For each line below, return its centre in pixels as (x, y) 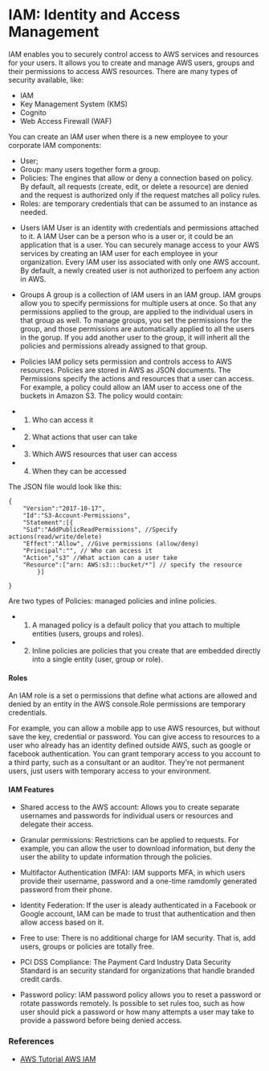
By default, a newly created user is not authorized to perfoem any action (139, 270)
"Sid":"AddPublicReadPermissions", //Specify (100, 529)
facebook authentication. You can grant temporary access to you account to (134, 754)
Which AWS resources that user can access (104, 454)
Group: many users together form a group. (90, 169)
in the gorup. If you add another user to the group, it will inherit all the (135, 337)
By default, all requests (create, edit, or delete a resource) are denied (134, 186)
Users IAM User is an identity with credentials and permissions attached (139, 228)
